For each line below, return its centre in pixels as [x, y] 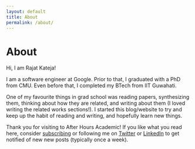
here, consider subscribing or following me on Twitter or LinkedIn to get [93, 134]
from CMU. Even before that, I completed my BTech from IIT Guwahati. [91, 85]
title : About [22, 17]
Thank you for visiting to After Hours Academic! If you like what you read [94, 127]
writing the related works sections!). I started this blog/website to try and [94, 110]
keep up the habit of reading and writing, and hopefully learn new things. [94, 116]
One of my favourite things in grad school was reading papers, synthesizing [98, 97]
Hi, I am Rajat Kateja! [31, 68]
